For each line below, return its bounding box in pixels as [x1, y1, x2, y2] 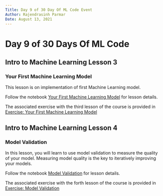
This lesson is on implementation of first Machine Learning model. [5, 84, 141, 90]
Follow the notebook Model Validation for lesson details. [5, 170, 121, 176]
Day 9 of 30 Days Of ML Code [5, 38, 130, 49]
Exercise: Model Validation [5, 185, 60, 191]
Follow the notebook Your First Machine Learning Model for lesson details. [5, 94, 158, 100]
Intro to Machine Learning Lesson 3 [5, 58, 118, 66]
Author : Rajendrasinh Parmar [5, 12, 66, 17]
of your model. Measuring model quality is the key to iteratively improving [5, 155, 156, 161]
